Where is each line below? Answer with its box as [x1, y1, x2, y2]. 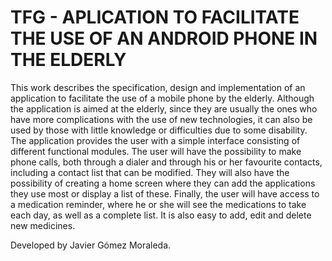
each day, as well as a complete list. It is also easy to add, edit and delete [10, 209, 312, 221]
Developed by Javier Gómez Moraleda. [10, 239, 172, 251]
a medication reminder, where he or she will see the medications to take [10, 198, 307, 210]
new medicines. [10, 219, 76, 231]
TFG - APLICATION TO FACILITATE [10, 6, 300, 29]
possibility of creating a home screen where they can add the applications [10, 177, 316, 189]
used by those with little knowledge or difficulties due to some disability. [10, 124, 308, 136]
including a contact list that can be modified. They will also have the [10, 166, 290, 178]
